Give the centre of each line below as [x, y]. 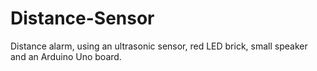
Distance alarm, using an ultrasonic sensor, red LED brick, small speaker [159, 46]
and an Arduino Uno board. [66, 56]
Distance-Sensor [82, 18]
